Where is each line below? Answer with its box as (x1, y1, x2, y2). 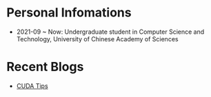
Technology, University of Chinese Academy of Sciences (16, 34, 179, 43)
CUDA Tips (16, 81, 49, 90)
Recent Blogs (6, 59, 84, 75)
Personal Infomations (6, 5, 132, 21)
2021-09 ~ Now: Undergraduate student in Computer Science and (16, 28, 205, 36)
